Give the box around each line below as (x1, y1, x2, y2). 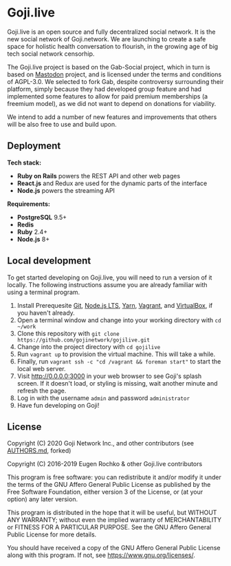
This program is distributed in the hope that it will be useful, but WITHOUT (7, 508, 217, 517)
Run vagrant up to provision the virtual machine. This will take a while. (16, 350, 216, 358)
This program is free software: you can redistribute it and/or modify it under (7, 473, 221, 481)
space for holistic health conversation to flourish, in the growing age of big (7, 42, 219, 50)
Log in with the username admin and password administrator (16, 394, 190, 402)
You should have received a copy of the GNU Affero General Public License (7, 544, 221, 552)
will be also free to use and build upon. (7, 120, 117, 128)
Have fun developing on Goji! (16, 401, 100, 409)
